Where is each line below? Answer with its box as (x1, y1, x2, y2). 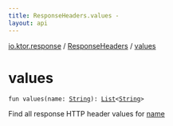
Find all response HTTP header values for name (8, 109, 165, 119)
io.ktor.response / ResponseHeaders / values (8, 41, 156, 50)
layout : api (8, 19, 48, 27)
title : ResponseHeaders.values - (8, 11, 120, 20)
